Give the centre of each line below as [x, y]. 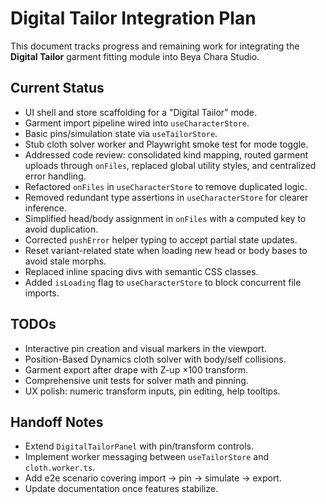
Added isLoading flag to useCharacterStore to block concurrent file [163, 282]
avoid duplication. [61, 229]
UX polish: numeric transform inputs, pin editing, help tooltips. [152, 391]
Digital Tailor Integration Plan [133, 18]
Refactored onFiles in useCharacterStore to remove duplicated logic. [166, 186]
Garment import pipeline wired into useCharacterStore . [137, 123]
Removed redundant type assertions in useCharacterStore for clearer [166, 197]
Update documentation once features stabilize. [121, 489]
